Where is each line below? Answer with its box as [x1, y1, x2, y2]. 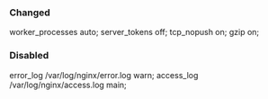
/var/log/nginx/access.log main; [9, 79, 128, 90]
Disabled [9, 49, 49, 62]
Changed [9, 6, 51, 19]
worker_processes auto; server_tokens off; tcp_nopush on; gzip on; [9, 27, 260, 38]
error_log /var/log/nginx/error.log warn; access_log [9, 69, 199, 80]
